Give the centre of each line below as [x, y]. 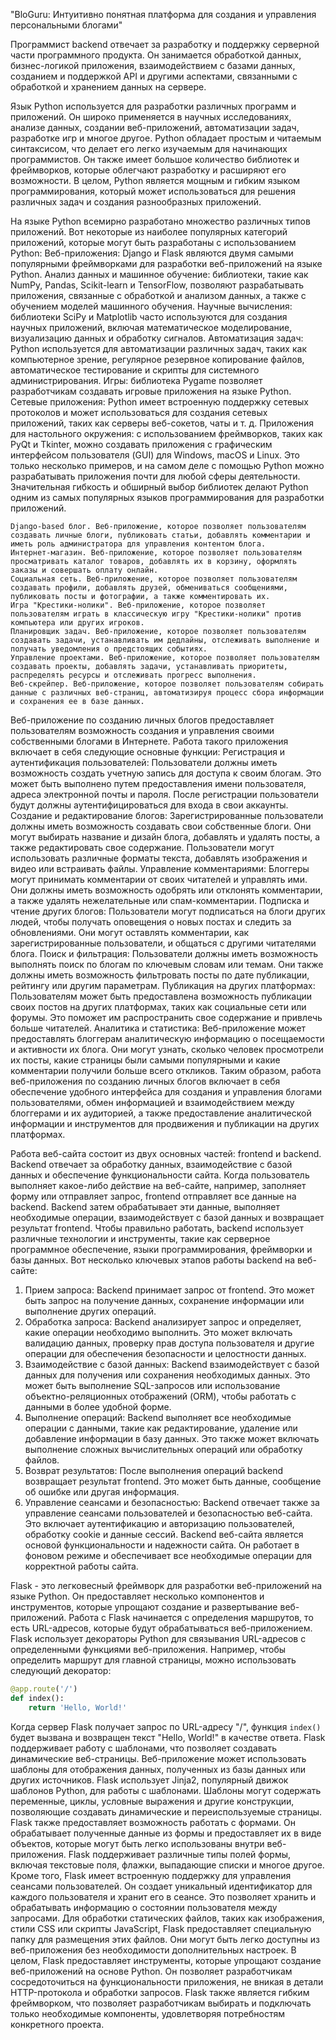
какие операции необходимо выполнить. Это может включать [158, 1332]
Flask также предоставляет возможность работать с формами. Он [153, 1822]
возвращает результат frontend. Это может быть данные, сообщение [173, 1481]
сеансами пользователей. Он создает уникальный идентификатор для [161, 1886]
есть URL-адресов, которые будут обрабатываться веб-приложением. [161, 1628]
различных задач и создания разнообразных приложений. [136, 202]
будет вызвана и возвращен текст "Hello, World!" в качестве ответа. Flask [168, 1737]
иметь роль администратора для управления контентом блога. [138, 544]
